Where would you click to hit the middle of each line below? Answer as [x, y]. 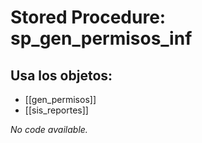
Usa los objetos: [61, 75]
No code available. [49, 129]
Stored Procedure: [88, 17]
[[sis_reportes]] [56, 110]
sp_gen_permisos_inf [101, 38]
